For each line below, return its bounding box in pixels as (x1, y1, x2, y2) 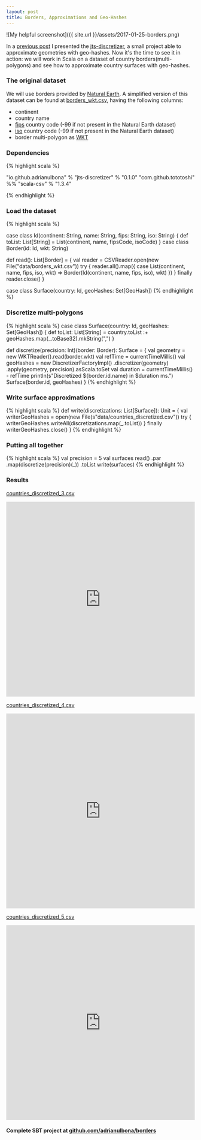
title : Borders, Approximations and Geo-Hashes (6, 14, 127, 20)
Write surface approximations (6, 393, 95, 402)
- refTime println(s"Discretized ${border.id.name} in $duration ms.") (6, 372, 173, 379)
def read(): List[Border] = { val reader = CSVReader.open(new (6, 256, 159, 264)
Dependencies (6, 148, 50, 157)
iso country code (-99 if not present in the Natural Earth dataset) (14, 127, 175, 134)
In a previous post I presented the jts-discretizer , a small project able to (6, 43, 181, 50)
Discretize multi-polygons (6, 308, 84, 317)
